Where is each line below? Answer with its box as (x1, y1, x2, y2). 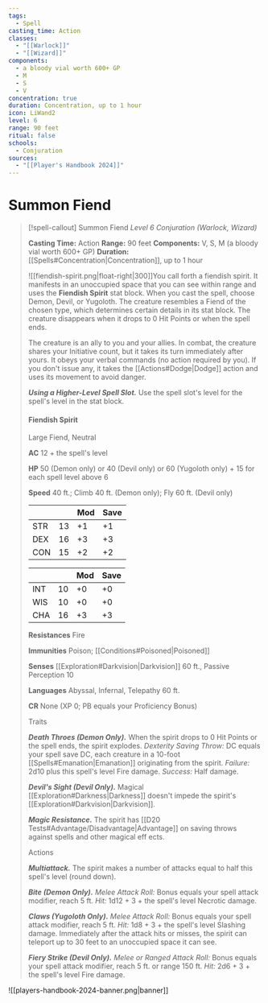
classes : (8, 34, 38, 43)
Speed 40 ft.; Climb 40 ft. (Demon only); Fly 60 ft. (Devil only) (27, 488, 233, 497)
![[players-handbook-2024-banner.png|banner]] (8, 985, 169, 995)
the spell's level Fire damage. (27, 970, 126, 980)
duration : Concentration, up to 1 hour (8, 101, 142, 109)
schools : (8, 138, 38, 147)
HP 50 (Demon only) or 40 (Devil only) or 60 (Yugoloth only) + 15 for (27, 464, 255, 473)
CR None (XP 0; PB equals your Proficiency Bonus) (27, 701, 198, 711)
